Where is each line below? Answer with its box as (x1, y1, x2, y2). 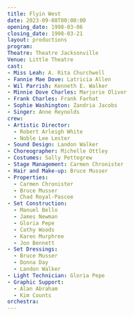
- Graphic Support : (7, 279, 65, 286)
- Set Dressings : (7, 246, 58, 253)
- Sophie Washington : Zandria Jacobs (7, 102, 118, 109)
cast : (7, 63, 23, 70)
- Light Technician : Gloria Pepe (7, 272, 105, 279)
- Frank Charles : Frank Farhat (7, 96, 99, 103)
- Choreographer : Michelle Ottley (7, 148, 109, 155)
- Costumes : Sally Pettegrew (7, 154, 93, 162)
